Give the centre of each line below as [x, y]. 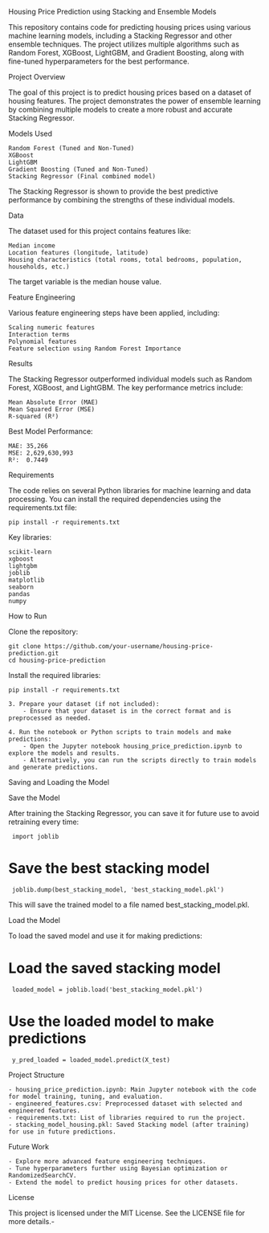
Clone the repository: [43, 631]
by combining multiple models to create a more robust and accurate [120, 109]
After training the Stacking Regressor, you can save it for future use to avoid [134, 813]
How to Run [28, 616]
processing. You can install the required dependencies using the [115, 499]
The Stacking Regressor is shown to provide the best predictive [113, 191]
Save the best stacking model [109, 869]
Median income [32, 246]
